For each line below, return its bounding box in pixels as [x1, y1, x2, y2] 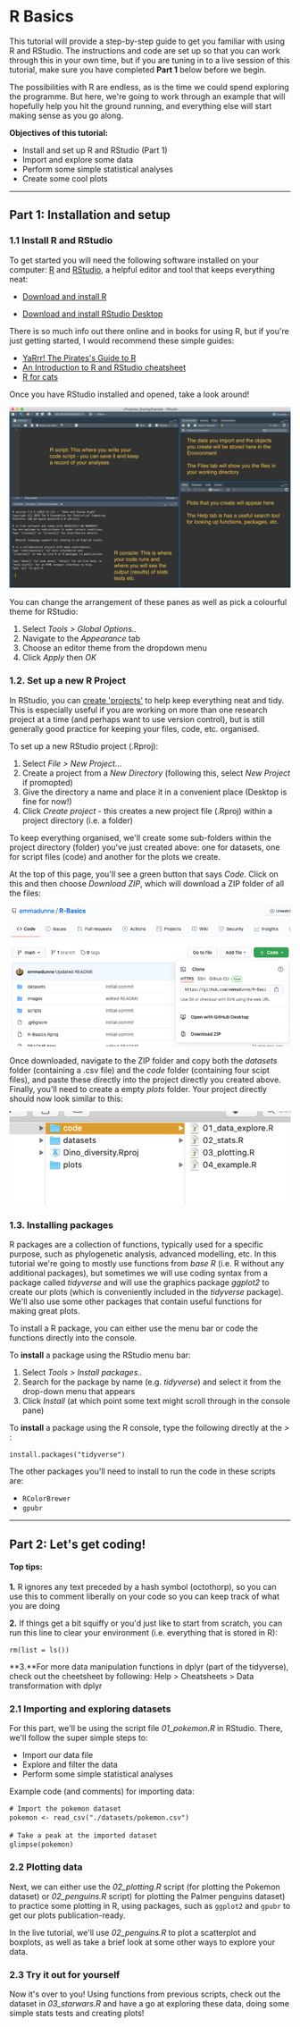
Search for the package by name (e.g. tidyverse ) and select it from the [21, 1376, 281, 1387]
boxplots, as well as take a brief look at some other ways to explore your [9, 1937, 275, 1947]
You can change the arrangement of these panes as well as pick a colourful [9, 597, 287, 608]
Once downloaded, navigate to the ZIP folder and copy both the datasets [9, 1055, 278, 1065]
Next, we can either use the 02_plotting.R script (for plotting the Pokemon [9, 1881, 281, 1892]
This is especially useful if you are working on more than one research [9, 704, 268, 715]
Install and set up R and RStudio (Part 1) [21, 145, 168, 156]
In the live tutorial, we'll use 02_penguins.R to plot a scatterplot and [9, 1927, 257, 1938]
